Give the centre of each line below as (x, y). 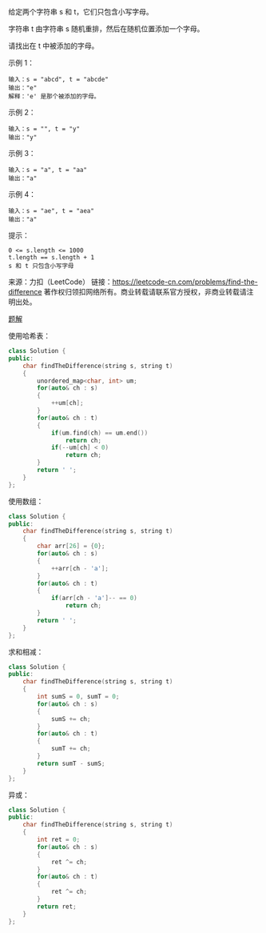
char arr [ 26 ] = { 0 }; (71, 547)
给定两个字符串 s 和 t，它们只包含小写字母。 (81, 12)
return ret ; (57, 907)
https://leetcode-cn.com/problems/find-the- (185, 282)
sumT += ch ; (71, 749)
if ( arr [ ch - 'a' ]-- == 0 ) (94, 599)
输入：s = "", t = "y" (44, 129)
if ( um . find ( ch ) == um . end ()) (99, 433)
